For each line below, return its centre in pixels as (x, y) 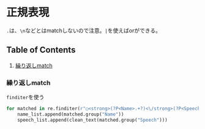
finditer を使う (25, 97)
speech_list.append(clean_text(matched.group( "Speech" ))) (92, 120)
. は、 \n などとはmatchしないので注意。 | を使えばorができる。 (84, 30)
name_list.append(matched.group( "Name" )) (70, 114)
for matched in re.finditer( (43, 109)
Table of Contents (41, 50)
